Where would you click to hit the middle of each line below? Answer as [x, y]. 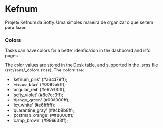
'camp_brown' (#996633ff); [40, 121]
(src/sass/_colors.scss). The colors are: [45, 70]
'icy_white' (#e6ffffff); [34, 105]
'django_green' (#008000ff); [41, 100]
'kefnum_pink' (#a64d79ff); [40, 79]
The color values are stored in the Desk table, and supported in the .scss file [81, 65]
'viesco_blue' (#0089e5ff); [39, 85]
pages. [12, 56]
